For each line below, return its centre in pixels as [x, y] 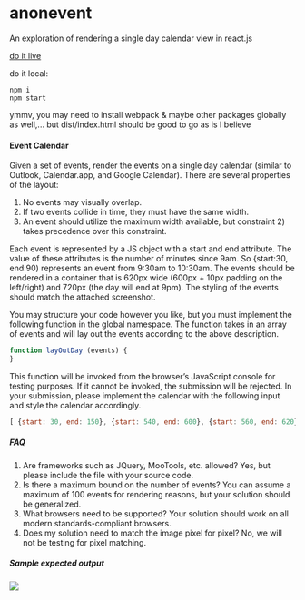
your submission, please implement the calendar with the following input [145, 395]
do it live [25, 55]
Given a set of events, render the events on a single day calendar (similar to [151, 165]
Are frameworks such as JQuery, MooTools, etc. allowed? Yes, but [146, 465]
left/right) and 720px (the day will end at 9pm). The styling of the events [144, 288]
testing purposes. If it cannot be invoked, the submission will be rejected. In [151, 386]
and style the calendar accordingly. [75, 405]
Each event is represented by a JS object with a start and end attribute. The [151, 249]
